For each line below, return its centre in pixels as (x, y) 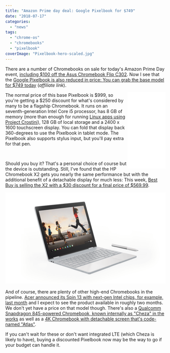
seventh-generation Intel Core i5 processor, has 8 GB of (64, 111)
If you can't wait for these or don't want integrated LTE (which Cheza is (80, 334)
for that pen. (18, 144)
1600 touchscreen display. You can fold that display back (65, 127)
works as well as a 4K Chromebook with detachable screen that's (74, 319)
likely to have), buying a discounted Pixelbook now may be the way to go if (83, 340)
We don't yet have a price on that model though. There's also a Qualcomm (83, 308)
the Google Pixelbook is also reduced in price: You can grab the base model (85, 79)
